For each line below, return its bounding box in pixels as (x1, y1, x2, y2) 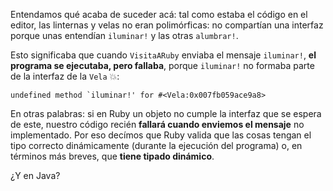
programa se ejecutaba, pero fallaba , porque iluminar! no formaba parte (10, 60, 315, 71)
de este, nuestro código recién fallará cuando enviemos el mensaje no (10, 119, 305, 130)
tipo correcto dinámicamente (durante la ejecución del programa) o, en (10, 140, 303, 151)
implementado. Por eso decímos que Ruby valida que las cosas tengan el (10, 129, 312, 141)
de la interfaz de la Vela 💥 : (10, 70, 120, 82)
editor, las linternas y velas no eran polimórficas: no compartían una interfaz (10, 19, 324, 31)
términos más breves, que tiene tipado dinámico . (10, 150, 215, 162)
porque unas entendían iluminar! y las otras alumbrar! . (10, 30, 239, 41)
